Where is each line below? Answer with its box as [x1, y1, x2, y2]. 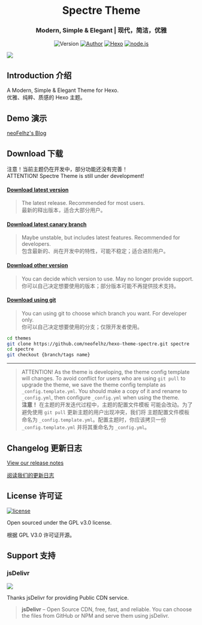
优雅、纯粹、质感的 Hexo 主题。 [7, 94, 86, 101]
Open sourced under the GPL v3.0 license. [7, 519, 112, 526]
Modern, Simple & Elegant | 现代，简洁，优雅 [35, 26, 167, 35]
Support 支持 [7, 550, 56, 561]
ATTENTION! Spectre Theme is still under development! [7, 172, 144, 179]
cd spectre [7, 346, 34, 352]
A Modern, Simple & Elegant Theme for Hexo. [7, 87, 119, 94]
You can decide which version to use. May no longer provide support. [21, 275, 194, 282]
